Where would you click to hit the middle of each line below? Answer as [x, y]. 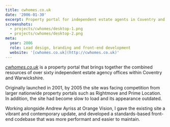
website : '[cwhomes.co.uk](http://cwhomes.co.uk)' [65, 52]
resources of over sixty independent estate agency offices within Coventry [84, 72]
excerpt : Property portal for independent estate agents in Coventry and [85, 19]
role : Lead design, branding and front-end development [70, 48]
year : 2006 [21, 43]
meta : [11, 39]
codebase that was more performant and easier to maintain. [77, 119]
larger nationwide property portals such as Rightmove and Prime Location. [83, 93]
